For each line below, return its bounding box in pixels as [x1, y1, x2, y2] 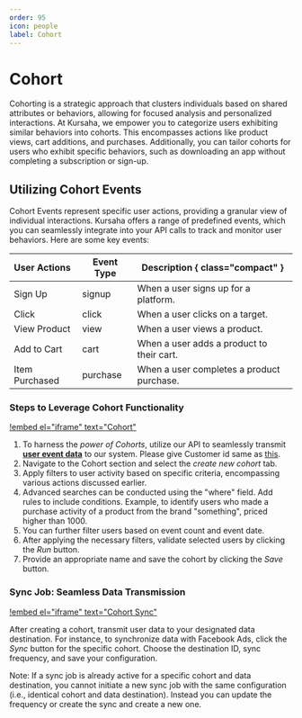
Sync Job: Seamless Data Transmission [9, 586, 186, 598]
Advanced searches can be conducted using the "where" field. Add [22, 487, 273, 498]
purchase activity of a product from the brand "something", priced [22, 506, 268, 517]
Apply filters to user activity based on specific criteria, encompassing [22, 468, 280, 479]
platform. [137, 293, 175, 306]
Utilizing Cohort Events [9, 182, 142, 197]
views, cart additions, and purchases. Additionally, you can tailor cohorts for [9, 137, 291, 148]
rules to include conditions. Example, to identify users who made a [22, 497, 270, 507]
